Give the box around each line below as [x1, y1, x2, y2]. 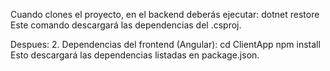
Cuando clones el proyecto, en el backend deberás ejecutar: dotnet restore [10, 9, 320, 20]
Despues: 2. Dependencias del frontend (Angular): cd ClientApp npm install [10, 39, 321, 50]
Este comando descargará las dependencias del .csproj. [10, 19, 242, 31]
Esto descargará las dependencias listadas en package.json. [10, 49, 260, 61]
